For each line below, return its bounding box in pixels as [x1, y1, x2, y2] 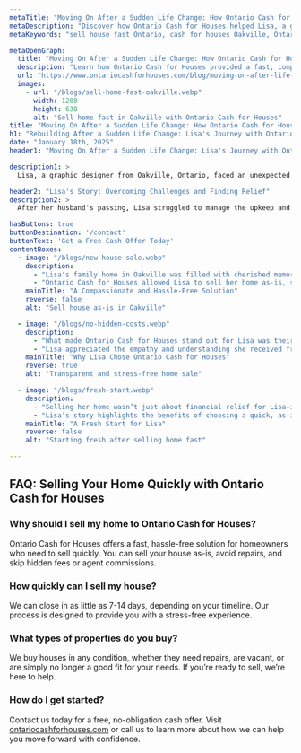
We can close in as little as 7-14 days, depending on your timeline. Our [9, 600, 269, 610]
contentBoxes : [9, 244, 63, 254]
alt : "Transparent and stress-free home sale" [25, 370, 202, 379]
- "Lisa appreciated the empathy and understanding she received [32, 345, 282, 354]
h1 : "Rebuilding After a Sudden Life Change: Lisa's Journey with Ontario [9, 129, 295, 139]
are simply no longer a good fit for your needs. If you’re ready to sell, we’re [9, 661, 285, 673]
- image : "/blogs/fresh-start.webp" [17, 386, 154, 395]
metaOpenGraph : [9, 46, 66, 55]
